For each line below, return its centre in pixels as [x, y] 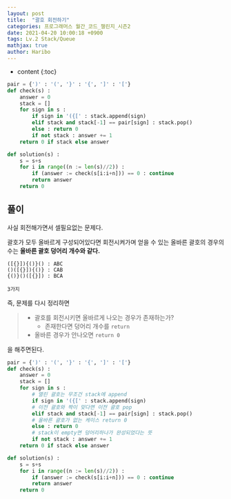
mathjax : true [28, 45]
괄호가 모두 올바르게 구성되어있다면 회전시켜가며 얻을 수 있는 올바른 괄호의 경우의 [116, 242]
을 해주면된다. [26, 349]
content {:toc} [37, 71]
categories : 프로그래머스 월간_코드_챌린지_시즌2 [69, 26]
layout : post [26, 13]
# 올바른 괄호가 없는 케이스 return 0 [80, 420]
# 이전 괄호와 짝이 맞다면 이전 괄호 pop [82, 407]
